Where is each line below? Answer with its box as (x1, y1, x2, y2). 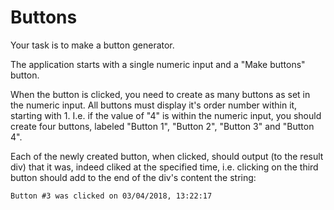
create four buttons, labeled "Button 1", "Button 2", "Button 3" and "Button (10, 120, 315, 132)
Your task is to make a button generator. (10, 39, 175, 51)
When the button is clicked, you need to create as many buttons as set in (10, 88, 311, 100)
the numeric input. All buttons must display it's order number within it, (10, 99, 298, 111)
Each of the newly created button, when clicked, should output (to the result (10, 150, 324, 162)
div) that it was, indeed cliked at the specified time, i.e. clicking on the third (10, 161, 319, 173)
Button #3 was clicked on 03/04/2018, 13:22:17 (10, 191, 213, 201)
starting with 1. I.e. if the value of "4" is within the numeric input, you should (10, 109, 322, 121)
